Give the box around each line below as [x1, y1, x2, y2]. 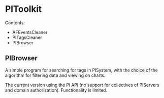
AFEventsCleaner [12, 29, 48, 35]
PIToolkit [5, 3, 42, 15]
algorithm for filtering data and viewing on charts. [5, 72, 106, 78]
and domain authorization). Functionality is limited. [5, 87, 107, 93]
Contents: [5, 20, 25, 26]
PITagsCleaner [12, 34, 42, 40]
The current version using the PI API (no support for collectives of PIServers [5, 82, 160, 88]
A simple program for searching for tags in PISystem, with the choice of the [5, 67, 158, 73]
